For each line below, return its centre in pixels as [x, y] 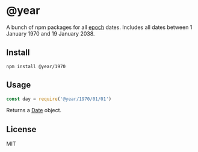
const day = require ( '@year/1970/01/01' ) [59, 99]
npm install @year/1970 [36, 66]
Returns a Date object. [34, 110]
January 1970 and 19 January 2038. [51, 33]
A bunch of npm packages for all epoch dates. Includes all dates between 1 [99, 27]
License [21, 129]
